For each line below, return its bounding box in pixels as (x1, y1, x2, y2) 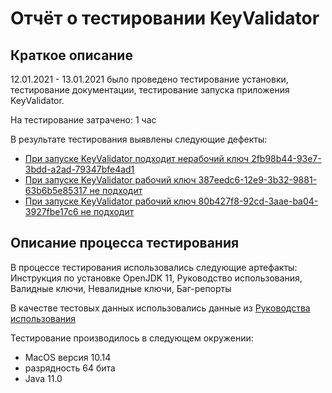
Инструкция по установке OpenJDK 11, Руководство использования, (10, 272, 303, 284)
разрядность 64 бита (24, 362, 116, 374)
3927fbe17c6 (24, 206, 79, 217)
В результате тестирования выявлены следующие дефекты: (10, 133, 268, 145)
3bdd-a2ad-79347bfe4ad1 (24, 163, 135, 175)
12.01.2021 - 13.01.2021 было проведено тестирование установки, (10, 73, 289, 85)
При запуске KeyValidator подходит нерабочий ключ (24, 153, 250, 164)
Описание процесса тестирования (10, 235, 240, 252)
